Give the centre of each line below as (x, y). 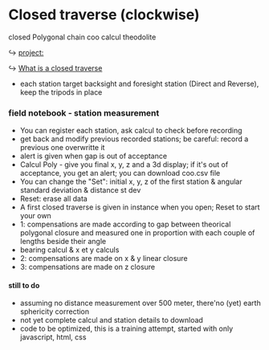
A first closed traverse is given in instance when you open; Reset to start (140, 207)
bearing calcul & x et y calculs (69, 250)
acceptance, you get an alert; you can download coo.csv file (120, 173)
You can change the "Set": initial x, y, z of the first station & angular (131, 181)
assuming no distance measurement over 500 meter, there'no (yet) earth (140, 303)
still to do (24, 285)
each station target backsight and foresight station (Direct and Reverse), (139, 83)
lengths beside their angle (63, 242)
